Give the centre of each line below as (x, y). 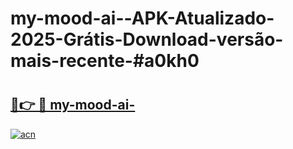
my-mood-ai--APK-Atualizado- (142, 18)
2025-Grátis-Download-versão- (147, 39)
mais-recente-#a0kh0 (105, 61)
